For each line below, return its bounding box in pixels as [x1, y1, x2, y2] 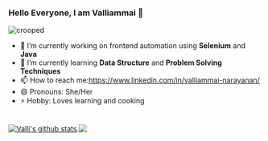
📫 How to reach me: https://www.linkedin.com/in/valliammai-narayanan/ [19, 75, 260, 85]
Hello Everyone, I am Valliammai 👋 [8, 7, 143, 18]
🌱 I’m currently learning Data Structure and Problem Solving [19, 58, 223, 67]
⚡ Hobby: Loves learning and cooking [19, 96, 145, 106]
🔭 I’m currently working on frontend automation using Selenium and [19, 41, 245, 50]
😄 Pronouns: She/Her [19, 87, 93, 97]
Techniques [19, 66, 61, 76]
